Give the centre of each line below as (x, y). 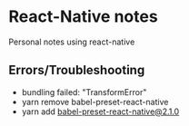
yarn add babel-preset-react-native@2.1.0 (100, 111)
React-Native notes (83, 17)
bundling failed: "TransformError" (84, 92)
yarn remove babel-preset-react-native (95, 102)
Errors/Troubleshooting (77, 70)
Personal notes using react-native (72, 42)
